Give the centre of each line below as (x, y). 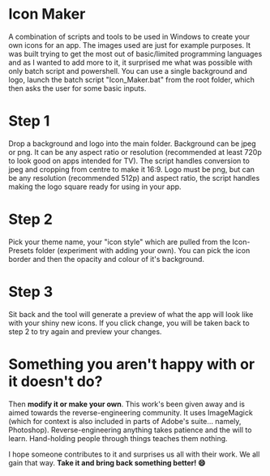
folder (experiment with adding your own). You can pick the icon (143, 250)
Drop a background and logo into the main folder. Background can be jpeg (133, 144)
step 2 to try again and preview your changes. (85, 331)
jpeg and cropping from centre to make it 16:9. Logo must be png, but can (132, 169)
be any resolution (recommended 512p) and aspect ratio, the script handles (134, 178)
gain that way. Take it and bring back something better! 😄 (107, 462)
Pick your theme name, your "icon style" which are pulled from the (120, 242)
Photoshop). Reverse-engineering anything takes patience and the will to (130, 430)
